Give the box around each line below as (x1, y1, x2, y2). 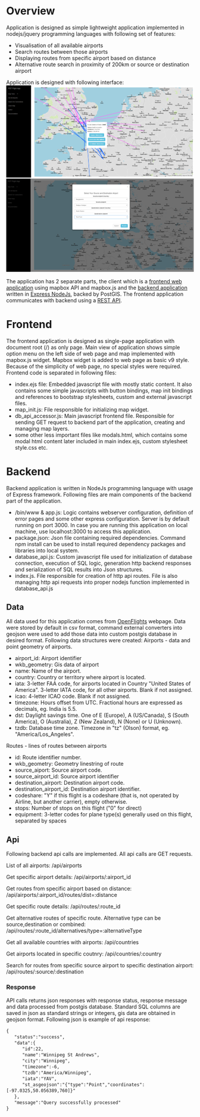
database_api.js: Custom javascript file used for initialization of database (14, 553, 192, 560)
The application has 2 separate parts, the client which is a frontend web (6, 277, 183, 284)
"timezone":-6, (21, 1063, 60, 1070)
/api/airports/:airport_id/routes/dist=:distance (6, 892, 117, 899)
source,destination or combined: (6, 921, 86, 928)
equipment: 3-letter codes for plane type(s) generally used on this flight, (14, 811, 193, 818)
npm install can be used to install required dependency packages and (14, 540, 186, 547)
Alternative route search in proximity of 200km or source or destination (14, 61, 189, 68)
